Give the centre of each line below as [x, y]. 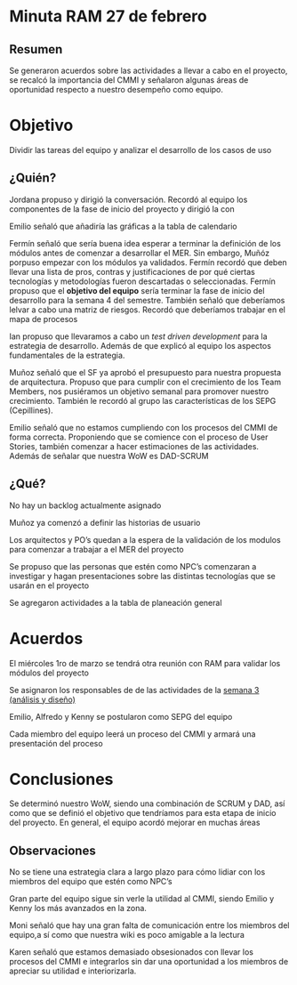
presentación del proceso [56, 743]
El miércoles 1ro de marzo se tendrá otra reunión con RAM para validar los [145, 663]
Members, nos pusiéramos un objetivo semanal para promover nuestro [139, 391]
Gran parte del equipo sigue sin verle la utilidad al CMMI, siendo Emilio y [141, 899]
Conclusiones [61, 779]
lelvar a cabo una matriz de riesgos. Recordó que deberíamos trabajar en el [148, 310]
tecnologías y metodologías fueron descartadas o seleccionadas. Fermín [142, 281]
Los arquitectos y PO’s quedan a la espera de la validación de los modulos [145, 539]
